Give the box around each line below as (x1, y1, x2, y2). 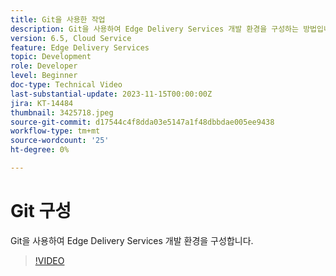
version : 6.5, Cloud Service (10, 33, 132, 43)
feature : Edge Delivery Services (10, 42, 150, 53)
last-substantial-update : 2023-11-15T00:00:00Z (10, 89, 213, 99)
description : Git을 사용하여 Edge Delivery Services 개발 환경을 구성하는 (10, 24, 299, 34)
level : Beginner (10, 71, 78, 81)
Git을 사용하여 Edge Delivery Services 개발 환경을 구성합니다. (10, 234, 254, 246)
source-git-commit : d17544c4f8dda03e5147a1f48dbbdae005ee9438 (10, 117, 275, 127)
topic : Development (10, 52, 92, 62)
